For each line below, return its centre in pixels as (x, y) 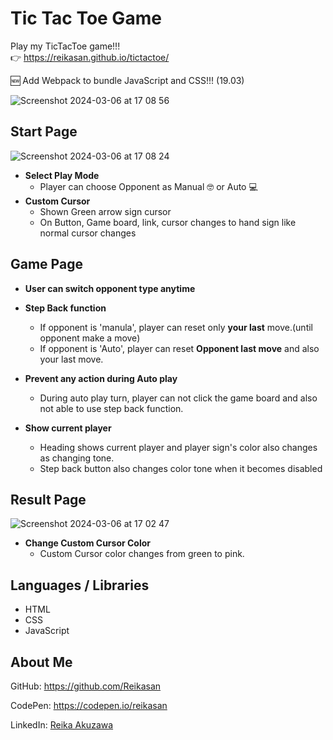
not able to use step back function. (111, 408)
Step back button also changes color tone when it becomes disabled (181, 468)
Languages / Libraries (80, 585)
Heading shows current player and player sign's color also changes (178, 447)
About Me (41, 662)
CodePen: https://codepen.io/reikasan (89, 705)
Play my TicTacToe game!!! (65, 46)
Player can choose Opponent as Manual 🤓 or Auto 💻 (148, 186)
